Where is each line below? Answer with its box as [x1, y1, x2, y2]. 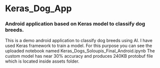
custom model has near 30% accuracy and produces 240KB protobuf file [5, 53, 153, 59]
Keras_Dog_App [5, 3, 72, 14]
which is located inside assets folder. [5, 58, 80, 64]
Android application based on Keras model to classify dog [5, 21, 145, 27]
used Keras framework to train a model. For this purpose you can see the [5, 43, 153, 49]
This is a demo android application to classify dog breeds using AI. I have [5, 38, 153, 44]
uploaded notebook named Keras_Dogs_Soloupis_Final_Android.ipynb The [5, 48, 155, 54]
